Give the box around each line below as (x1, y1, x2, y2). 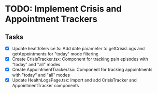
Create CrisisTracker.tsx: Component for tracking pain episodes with (12, 56, 148, 62)
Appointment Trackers (5, 13, 98, 25)
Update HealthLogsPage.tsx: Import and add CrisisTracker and (12, 77, 137, 83)
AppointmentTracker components (12, 83, 79, 89)
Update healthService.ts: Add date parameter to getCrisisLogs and (12, 46, 145, 51)
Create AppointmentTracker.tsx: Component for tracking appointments (12, 66, 153, 73)
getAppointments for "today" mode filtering (12, 51, 99, 57)
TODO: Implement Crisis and (5, 3, 122, 14)
